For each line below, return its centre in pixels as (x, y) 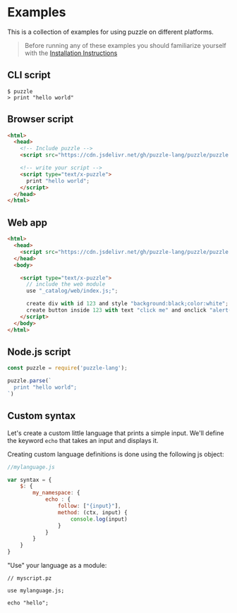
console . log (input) (99, 519)
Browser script (41, 120)
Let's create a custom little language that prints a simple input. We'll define (116, 433)
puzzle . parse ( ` (30, 381)
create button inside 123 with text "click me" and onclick (116, 310)
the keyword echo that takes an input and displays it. (83, 440)
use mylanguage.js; (36, 590)
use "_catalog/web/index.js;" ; (72, 291)
